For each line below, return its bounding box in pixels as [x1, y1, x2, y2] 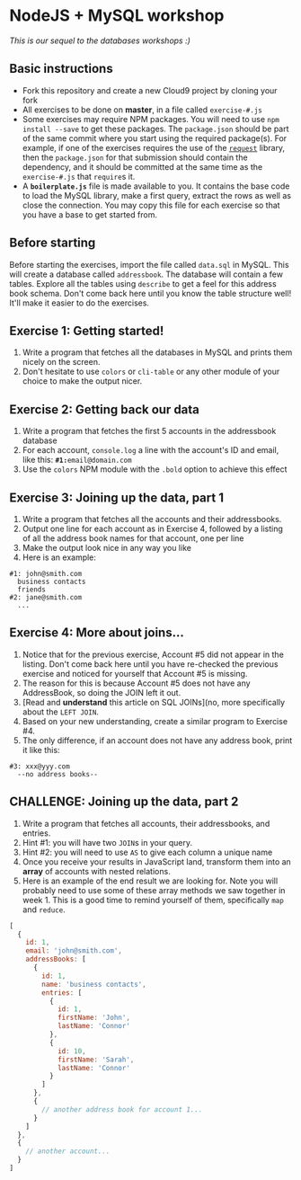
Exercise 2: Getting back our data [9, 402, 200, 417]
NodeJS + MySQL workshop [9, 5, 225, 26]
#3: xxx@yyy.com [9, 761, 70, 771]
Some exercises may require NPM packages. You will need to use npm [22, 113, 280, 124]
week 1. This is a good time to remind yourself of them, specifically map [22, 894, 285, 905]
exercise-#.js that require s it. [22, 171, 136, 182]
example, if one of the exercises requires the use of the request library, [22, 142, 286, 153]
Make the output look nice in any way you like [22, 543, 191, 553]
